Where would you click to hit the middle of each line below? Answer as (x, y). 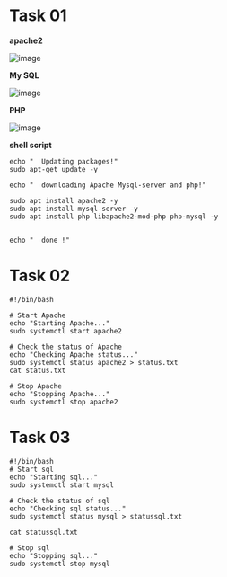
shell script (31, 145)
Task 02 (39, 276)
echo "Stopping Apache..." (60, 394)
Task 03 (40, 438)
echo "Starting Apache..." (60, 323)
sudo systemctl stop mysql (60, 564)
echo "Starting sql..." (54, 477)
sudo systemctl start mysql (62, 485)
